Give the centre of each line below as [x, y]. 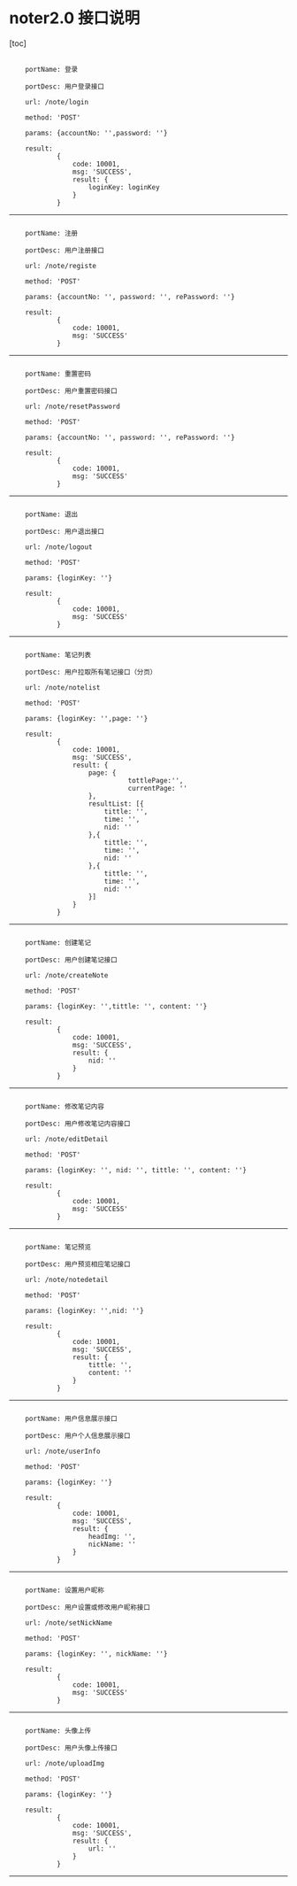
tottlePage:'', [156, 781]
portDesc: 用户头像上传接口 [71, 1748]
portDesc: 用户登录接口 [65, 87]
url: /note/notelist [63, 688]
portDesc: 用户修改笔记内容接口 [78, 1124]
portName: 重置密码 [58, 374]
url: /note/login [57, 103]
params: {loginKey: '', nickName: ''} [96, 1654]
